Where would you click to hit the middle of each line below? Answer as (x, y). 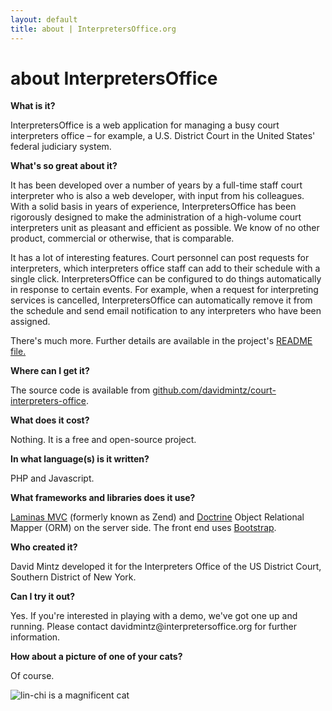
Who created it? (44, 547)
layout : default (44, 19)
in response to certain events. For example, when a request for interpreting (164, 290)
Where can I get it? (50, 371)
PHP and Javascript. (52, 478)
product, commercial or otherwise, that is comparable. (122, 238)
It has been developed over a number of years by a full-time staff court (156, 185)
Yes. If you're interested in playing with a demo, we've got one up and (154, 616)
